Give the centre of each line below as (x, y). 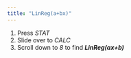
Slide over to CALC (44, 40)
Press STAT (33, 33)
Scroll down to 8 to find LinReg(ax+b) (71, 47)
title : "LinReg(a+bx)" (39, 13)
